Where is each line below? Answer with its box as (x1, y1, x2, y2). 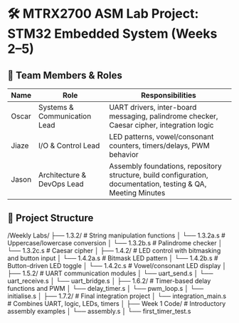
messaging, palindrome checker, (109, 111, 218, 121)
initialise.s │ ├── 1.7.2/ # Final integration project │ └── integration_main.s (7, 292, 226, 300)
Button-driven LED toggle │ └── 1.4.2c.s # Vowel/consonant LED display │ (7, 261, 227, 270)
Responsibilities (141, 91, 197, 100)
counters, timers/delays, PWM (109, 140, 210, 150)
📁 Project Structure (7, 212, 94, 225)
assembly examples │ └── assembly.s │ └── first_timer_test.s (7, 307, 191, 315)
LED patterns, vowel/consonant (109, 132, 214, 141)
